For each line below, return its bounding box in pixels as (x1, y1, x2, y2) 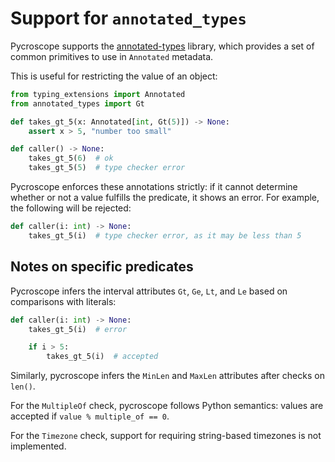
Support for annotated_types (10, 7, 247, 30)
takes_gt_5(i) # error (28, 324, 128, 334)
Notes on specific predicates (10, 258, 194, 276)
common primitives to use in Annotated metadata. (10, 50, 214, 62)
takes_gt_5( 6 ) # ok (28, 153, 114, 164)
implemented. (10, 440, 67, 452)
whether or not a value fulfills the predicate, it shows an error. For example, (10, 192, 320, 204)
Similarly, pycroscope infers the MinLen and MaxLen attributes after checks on (10, 370, 325, 382)
